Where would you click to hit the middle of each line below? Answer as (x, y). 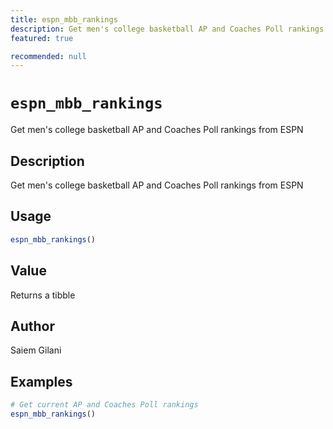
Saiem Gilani (36, 350)
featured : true (42, 38)
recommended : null (48, 56)
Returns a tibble (43, 295)
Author (32, 326)
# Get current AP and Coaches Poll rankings (104, 405)
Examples (41, 381)
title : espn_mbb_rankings (64, 19)
